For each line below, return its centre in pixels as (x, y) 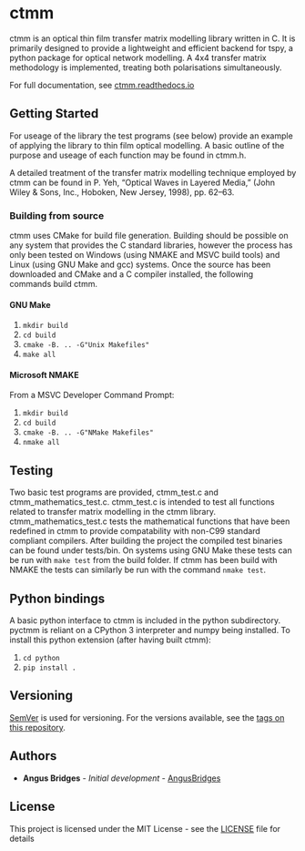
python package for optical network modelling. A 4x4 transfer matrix (138, 57)
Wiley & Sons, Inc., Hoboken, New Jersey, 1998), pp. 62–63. (122, 192)
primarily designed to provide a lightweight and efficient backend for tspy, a (152, 47)
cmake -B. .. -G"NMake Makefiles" (88, 433)
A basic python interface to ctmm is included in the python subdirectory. (145, 620)
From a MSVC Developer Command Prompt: (92, 395)
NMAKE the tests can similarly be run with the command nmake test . (138, 570)
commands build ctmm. (54, 284)
